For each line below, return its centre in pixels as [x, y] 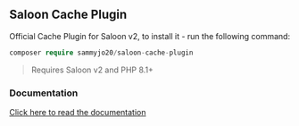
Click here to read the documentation [78, 112]
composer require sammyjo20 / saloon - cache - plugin [101, 53]
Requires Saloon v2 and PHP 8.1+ [92, 70]
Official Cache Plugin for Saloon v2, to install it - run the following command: [150, 36]
